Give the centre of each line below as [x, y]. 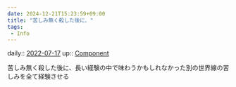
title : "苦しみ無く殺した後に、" [50, 20]
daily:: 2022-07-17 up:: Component [58, 53]
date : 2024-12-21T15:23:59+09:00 [56, 14]
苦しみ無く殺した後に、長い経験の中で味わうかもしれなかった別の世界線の [115, 68]
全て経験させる [47, 76]
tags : [15, 27]
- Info [20, 33]
